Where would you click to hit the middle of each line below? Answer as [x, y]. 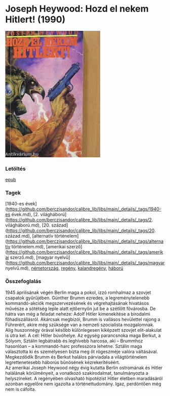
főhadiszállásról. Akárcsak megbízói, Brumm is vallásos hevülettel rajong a [83, 319]
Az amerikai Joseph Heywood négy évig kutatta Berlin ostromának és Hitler [84, 368]
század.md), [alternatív [29, 236]
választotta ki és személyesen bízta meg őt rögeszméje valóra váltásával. [82, 351]
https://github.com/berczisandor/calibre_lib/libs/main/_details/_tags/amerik [85, 252]
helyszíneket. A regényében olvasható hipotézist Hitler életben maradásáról [84, 378]
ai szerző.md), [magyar [30, 257]
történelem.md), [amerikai [38, 247]
